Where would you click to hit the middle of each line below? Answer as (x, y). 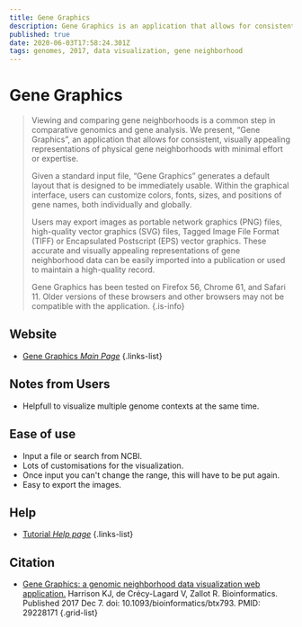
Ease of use (43, 434)
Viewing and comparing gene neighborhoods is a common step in (153, 120)
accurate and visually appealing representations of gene (136, 251)
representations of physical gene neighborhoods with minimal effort (157, 149)
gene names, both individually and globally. (111, 205)
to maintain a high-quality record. (93, 269)
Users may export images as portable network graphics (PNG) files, (157, 222)
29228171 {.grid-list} (60, 613)
